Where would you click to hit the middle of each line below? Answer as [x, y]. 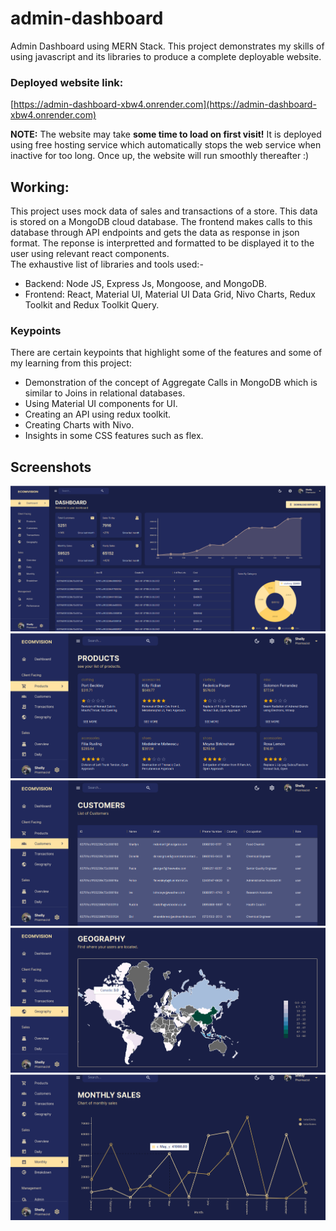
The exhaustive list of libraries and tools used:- [107, 264]
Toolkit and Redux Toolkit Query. [92, 305]
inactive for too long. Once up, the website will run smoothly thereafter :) [160, 156]
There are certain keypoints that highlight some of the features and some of [166, 353]
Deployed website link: [67, 82]
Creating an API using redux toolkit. [98, 414]
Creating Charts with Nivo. [79, 425]
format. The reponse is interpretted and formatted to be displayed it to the [162, 243]
